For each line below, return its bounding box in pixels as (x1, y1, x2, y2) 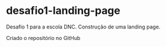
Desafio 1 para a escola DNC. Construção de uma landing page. (6, 23, 161, 30)
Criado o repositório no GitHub (6, 34, 81, 41)
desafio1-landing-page (6, 4, 121, 17)
